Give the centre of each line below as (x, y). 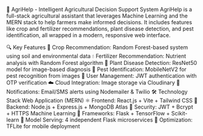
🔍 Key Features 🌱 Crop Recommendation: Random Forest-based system (97, 47)
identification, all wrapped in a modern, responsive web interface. (89, 35)
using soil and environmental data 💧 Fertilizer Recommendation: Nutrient (96, 56)
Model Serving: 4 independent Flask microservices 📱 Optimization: (109, 120)
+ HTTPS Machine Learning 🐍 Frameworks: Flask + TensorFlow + (88, 113)
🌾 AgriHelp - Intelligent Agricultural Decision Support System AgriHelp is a (99, 9)
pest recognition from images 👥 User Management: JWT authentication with (101, 76)
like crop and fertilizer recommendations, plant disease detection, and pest (100, 29)
